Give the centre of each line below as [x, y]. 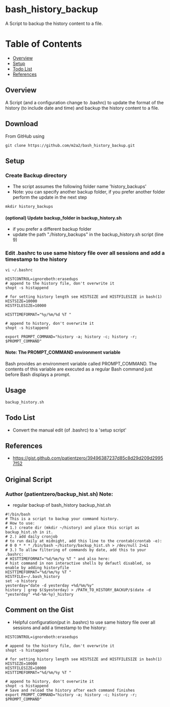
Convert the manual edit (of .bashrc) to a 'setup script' [70, 430]
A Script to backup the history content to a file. [54, 23]
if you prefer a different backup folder [52, 229]
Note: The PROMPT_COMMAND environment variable [63, 352]
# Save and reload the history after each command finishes [70, 690]
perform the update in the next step [50, 197]
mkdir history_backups [29, 207]
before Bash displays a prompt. [38, 374]
